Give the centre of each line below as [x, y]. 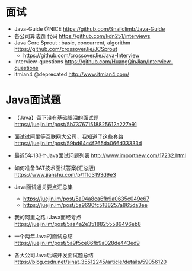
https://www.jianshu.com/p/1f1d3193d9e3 [65, 174]
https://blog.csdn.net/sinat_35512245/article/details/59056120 [90, 262]
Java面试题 [33, 100]
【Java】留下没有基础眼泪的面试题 [56, 117]
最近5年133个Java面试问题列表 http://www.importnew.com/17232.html [100, 155]
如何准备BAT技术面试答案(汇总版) [55, 168]
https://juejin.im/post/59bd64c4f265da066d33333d [78, 143]
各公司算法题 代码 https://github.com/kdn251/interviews [82, 36]
